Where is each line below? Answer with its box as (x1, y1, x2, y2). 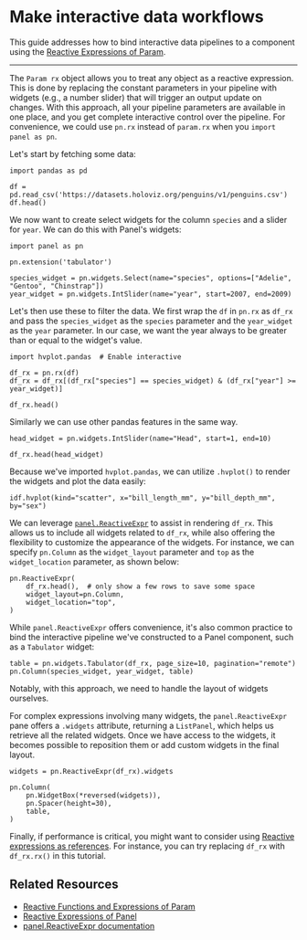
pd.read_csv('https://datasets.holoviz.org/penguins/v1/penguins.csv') (9, 190, 288, 199)
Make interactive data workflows (9, 6, 264, 27)
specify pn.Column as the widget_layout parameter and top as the (9, 546, 255, 557)
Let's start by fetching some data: (9, 148, 137, 159)
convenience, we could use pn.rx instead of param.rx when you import (9, 121, 276, 132)
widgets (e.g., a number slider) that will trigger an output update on (9, 91, 262, 102)
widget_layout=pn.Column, (26, 589, 125, 599)
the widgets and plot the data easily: (9, 475, 146, 486)
